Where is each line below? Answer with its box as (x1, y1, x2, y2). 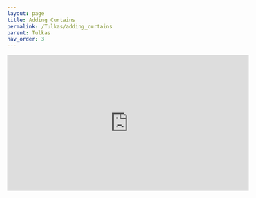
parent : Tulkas (7, 29, 51, 37)
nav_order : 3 (7, 36, 45, 43)
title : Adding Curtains (7, 17, 76, 23)
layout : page (7, 10, 45, 17)
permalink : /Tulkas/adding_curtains (7, 23, 112, 30)
